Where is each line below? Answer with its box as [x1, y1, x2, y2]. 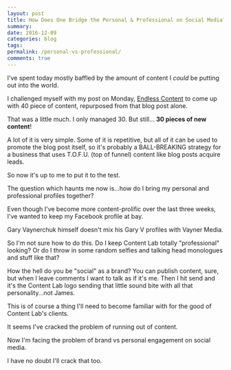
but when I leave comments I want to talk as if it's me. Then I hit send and [7, 274, 215, 282]
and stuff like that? [7, 253, 60, 261]
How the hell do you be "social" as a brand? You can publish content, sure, [7, 266, 219, 275]
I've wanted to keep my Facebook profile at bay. [7, 212, 144, 220]
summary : [7, 23, 32, 30]
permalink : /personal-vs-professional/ [7, 49, 122, 56]
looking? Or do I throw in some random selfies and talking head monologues [7, 246, 223, 254]
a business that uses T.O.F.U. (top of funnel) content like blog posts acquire [7, 150, 221, 158]
